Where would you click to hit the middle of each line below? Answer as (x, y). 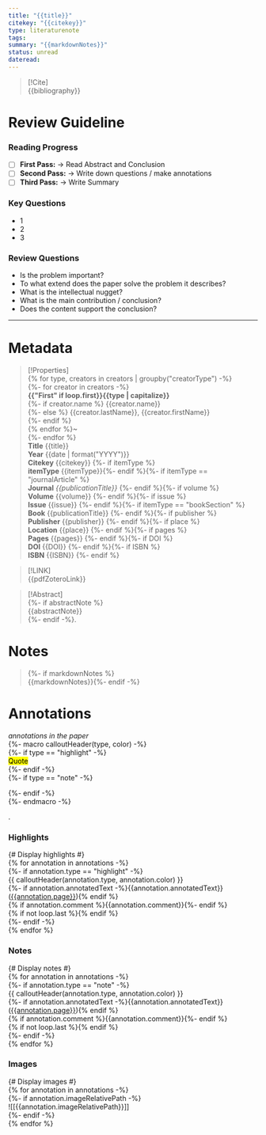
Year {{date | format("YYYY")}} (78, 454)
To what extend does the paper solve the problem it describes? (123, 284)
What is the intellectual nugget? (71, 292)
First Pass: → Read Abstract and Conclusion (92, 165)
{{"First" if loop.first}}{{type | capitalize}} (99, 396)
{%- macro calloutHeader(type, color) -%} (78, 744)
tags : (17, 38)
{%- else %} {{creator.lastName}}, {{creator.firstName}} (119, 412)
